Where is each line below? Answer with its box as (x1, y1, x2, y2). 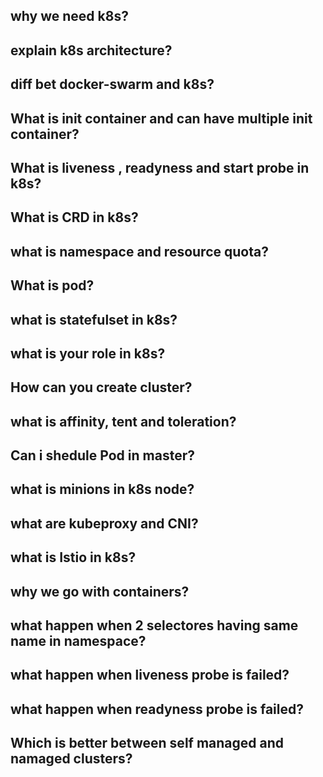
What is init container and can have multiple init (10, 110, 313, 127)
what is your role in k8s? (10, 345, 166, 362)
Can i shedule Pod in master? (10, 447, 195, 464)
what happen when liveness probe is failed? (10, 667, 290, 684)
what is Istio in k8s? (10, 549, 137, 566)
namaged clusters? (10, 750, 133, 768)
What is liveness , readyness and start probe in (10, 159, 310, 176)
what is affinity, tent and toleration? (10, 413, 237, 430)
